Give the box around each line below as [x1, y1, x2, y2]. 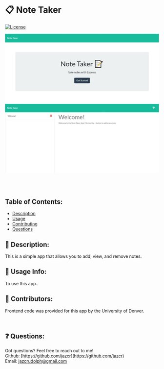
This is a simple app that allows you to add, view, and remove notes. [5, 253, 142, 259]
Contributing [12, 221, 38, 227]
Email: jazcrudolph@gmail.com [5, 358, 67, 364]
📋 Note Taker [5, 4, 62, 16]
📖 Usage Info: [5, 268, 47, 276]
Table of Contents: [5, 197, 63, 206]
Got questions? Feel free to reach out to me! [5, 347, 94, 353]
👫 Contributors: [5, 295, 53, 303]
